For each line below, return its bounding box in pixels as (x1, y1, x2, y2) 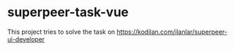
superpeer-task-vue (7, 4, 129, 20)
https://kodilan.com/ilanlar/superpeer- (116, 27, 228, 36)
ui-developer (7, 35, 45, 43)
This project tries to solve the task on (7, 27, 115, 36)
